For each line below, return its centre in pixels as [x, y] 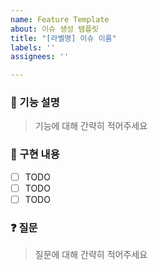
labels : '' [33, 47]
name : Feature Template [60, 19]
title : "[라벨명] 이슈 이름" [63, 38]
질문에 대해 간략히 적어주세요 [91, 255]
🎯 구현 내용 [35, 154]
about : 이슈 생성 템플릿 [55, 29]
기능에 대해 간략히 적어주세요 [91, 126]
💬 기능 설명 [35, 103]
